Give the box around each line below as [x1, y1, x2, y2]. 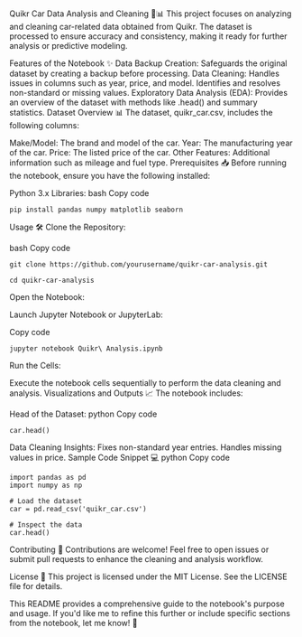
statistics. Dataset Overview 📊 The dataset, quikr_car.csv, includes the [9, 108, 273, 117]
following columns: [9, 120, 79, 130]
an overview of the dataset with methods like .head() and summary [9, 97, 259, 108]
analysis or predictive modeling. [9, 41, 128, 51]
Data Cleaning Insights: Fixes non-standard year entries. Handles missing [9, 442, 282, 453]
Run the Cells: [9, 361, 61, 370]
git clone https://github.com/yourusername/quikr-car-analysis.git [9, 260, 269, 269]
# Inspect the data [9, 520, 83, 529]
